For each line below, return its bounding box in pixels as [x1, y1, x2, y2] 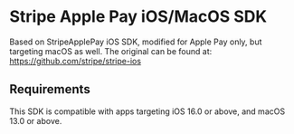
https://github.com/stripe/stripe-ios [9, 55, 142, 66]
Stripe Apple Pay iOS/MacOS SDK [9, 6, 268, 27]
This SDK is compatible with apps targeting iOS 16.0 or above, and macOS [9, 106, 286, 117]
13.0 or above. [9, 115, 62, 126]
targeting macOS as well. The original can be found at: [9, 45, 213, 56]
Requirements [9, 81, 90, 97]
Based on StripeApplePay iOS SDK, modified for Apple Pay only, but [9, 36, 262, 47]
